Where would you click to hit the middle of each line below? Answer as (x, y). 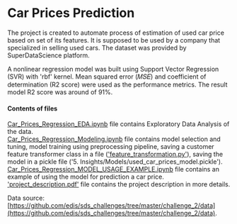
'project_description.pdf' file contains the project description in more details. (119, 184)
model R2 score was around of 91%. (60, 92)
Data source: (26, 198)
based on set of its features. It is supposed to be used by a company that (114, 40)
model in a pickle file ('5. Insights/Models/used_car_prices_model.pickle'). (115, 162)
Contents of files (33, 108)
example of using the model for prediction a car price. (86, 177)
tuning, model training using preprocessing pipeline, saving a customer (111, 147)
